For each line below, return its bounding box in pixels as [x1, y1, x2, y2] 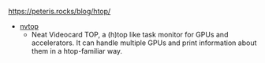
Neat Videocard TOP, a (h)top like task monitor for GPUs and [31, 30, 229, 39]
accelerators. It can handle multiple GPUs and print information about [31, 38, 257, 47]
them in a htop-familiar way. [31, 47, 123, 55]
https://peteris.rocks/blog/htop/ [8, 7, 111, 16]
